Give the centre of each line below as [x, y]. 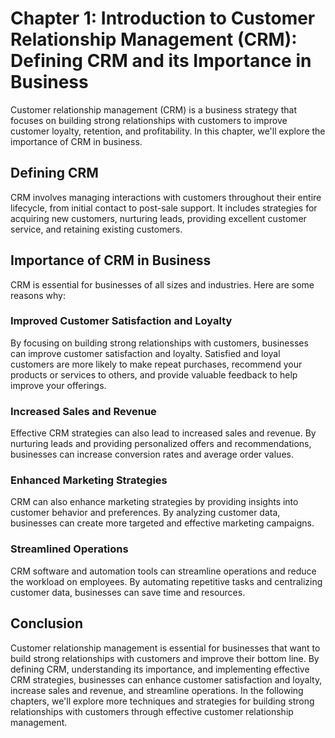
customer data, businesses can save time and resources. [128, 592]
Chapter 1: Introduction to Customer [163, 18]
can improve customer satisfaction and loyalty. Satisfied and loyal [145, 353]
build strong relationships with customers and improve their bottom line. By [165, 658]
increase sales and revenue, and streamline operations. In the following [157, 690]
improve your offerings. [58, 385]
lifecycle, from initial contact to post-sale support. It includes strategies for [164, 208]
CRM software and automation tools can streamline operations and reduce [163, 571]
